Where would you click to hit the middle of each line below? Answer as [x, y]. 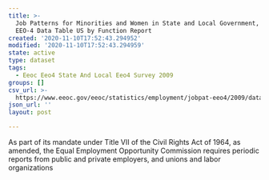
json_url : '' [30, 105]
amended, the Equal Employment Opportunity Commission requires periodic [134, 150]
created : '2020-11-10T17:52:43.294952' [75, 38]
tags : [17, 68]
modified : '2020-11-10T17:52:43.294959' [77, 46]
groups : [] [26, 82]
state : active [32, 53]
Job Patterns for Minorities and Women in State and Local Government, [138, 23]
